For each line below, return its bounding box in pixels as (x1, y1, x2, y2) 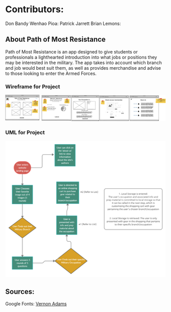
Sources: (5, 287, 35, 296)
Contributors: (5, 4, 64, 15)
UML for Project (5, 129, 45, 136)
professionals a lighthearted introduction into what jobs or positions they (5, 54, 157, 60)
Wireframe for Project (5, 83, 60, 90)
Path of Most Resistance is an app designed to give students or (5, 48, 138, 54)
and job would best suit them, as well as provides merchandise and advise (5, 65, 161, 71)
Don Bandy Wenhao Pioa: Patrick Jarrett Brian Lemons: (5, 20, 121, 26)
